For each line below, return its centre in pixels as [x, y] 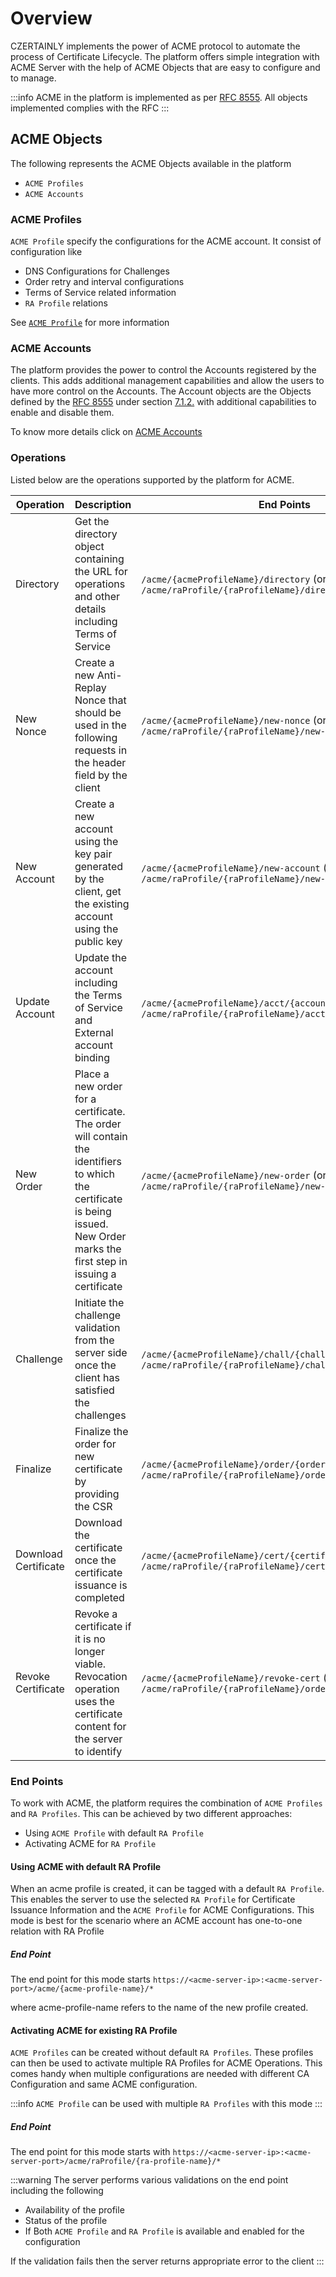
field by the [101, 775]
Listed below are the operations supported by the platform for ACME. [152, 479]
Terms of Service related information [100, 293]
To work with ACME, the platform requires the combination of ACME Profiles [166, 1803]
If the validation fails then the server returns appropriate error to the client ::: [167, 2261]
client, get [98, 891]
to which [94, 1174]
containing [99, 559]
